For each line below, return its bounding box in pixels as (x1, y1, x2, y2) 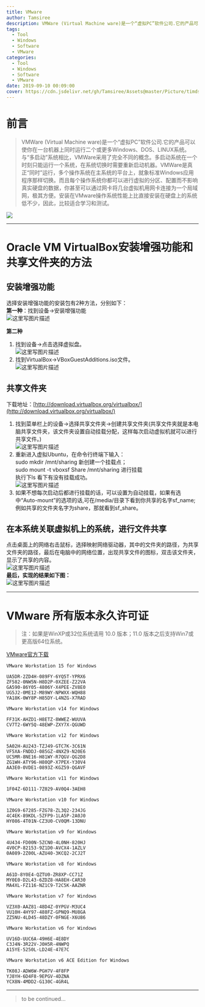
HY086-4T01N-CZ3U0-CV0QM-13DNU (6, 818, 86, 825)
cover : (6, 89, 23, 95)
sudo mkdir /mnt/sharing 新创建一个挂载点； (15, 458, 127, 466)
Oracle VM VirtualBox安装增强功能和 (6, 240, 193, 254)
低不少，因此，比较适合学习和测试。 (21, 199, 113, 207)
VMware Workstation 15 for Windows (6, 663, 97, 669)
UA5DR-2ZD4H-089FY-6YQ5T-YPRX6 (6, 674, 86, 680)
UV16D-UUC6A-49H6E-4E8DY (6, 936, 70, 942)
